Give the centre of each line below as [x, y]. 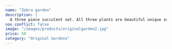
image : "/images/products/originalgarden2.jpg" [57, 29]
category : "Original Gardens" [38, 39]
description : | [21, 15]
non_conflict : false [27, 24]
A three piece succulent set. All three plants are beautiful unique [85, 19]
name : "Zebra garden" [28, 10]
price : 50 [16, 34]
